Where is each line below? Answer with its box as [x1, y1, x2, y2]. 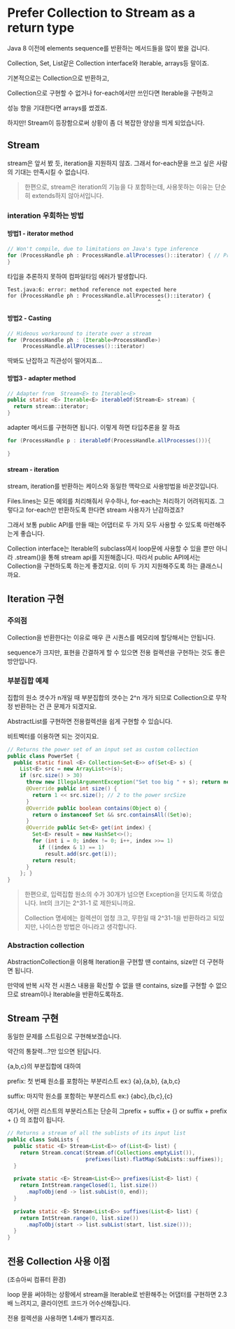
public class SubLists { [7, 1136, 80, 1144]
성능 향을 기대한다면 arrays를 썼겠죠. [7, 103, 108, 112]
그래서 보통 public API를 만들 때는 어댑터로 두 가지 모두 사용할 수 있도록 [7, 520, 202, 529]
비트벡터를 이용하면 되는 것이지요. [7, 732, 99, 740]
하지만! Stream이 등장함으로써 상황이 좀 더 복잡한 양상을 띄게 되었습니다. [7, 118, 205, 127]
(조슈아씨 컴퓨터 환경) [7, 1276, 66, 1284]
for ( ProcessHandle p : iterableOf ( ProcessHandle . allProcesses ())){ [7, 437, 211, 444]
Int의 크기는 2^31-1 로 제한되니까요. [39, 899, 136, 907]
